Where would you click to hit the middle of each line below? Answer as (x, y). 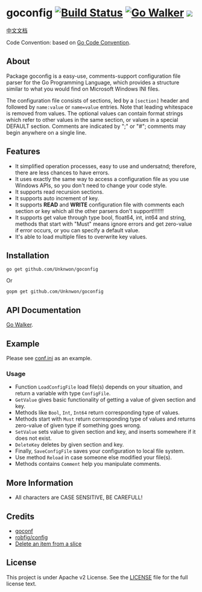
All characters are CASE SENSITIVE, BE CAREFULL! (79, 497)
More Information (40, 483)
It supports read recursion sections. (59, 192)
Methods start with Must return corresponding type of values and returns (105, 419)
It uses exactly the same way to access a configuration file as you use (102, 179)
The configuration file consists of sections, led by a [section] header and (98, 100)
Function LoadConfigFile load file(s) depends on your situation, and (99, 387)
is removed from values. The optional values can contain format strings (95, 113)
